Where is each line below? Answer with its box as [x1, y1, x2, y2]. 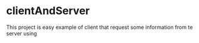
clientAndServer [6, 4, 90, 18]
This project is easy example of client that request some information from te [6, 24, 193, 31]
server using [6, 29, 37, 37]
